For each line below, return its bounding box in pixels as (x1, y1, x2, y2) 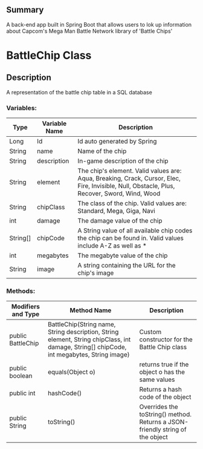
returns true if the (139, 360, 189, 369)
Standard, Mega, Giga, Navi (77, 207, 155, 215)
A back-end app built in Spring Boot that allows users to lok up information (6, 21, 192, 28)
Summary (6, 5, 44, 15)
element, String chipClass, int (47, 335, 131, 344)
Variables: (6, 103, 37, 112)
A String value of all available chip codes (77, 226, 193, 235)
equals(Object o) (47, 368, 95, 376)
